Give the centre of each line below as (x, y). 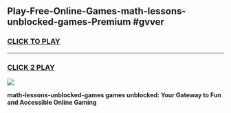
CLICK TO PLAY (34, 42)
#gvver (149, 22)
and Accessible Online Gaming (52, 102)
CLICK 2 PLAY (31, 67)
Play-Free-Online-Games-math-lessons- (97, 11)
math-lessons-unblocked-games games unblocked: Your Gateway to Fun (114, 95)
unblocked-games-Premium (69, 22)
